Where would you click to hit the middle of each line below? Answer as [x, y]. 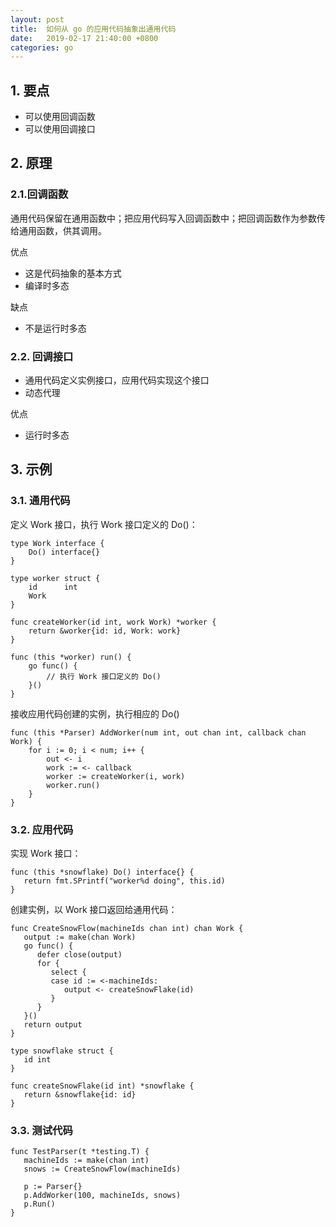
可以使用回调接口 [60, 129]
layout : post [37, 19]
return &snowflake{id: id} [80, 1095]
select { [68, 972]
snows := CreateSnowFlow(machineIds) [102, 1169]
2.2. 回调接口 [42, 356]
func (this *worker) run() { [71, 657]
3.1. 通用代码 [40, 501]
